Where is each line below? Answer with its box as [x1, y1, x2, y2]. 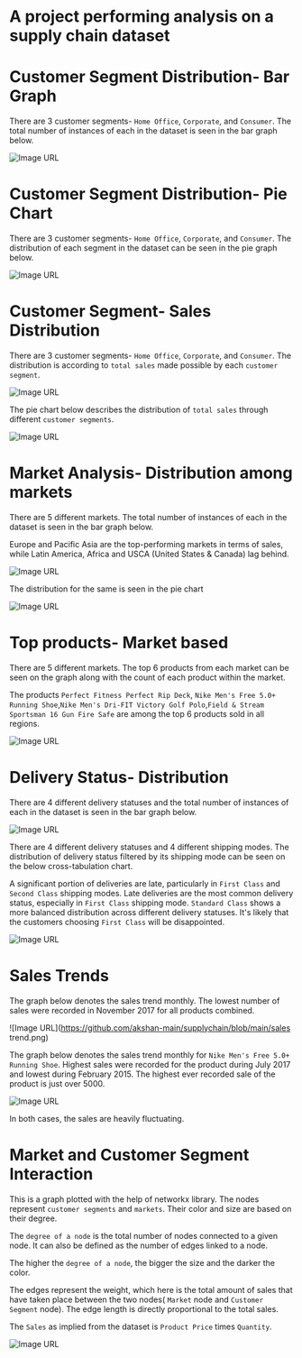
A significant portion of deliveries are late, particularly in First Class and [9, 877, 281, 889]
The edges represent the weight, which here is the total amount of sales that [9, 1284, 293, 1295]
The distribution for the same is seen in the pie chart [9, 583, 204, 594]
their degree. [9, 1213, 58, 1224]
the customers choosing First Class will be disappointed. [9, 916, 225, 927]
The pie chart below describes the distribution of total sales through [9, 404, 269, 415]
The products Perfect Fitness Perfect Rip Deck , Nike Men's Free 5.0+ [9, 689, 277, 700]
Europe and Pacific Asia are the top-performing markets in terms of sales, [9, 538, 284, 549]
